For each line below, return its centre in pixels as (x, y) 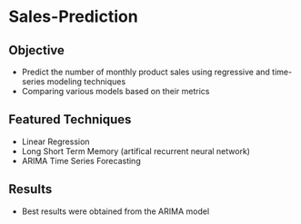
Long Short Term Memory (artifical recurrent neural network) (136, 151)
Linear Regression (55, 141)
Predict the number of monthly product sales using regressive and (145, 72)
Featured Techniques (70, 120)
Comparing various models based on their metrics (115, 91)
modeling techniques (86, 82)
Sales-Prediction (73, 17)
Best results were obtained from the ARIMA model (115, 211)
